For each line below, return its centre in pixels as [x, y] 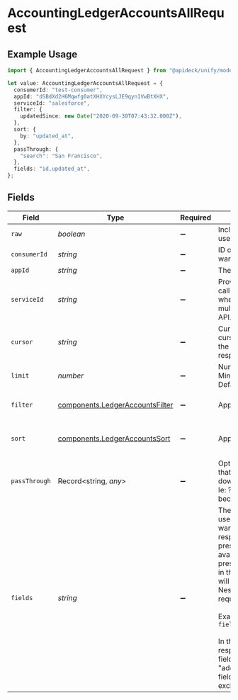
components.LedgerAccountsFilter [115, 405]
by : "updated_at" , [47, 136]
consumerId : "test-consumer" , [58, 90]
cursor [22, 342]
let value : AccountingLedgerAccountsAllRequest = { [85, 83]
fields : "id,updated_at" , [52, 169]
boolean [72, 234]
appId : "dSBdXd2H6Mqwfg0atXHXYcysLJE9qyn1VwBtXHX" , [92, 96]
